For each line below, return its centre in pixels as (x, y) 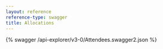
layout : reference (28, 12)
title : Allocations (30, 23)
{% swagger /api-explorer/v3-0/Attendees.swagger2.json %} (81, 40)
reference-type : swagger (37, 17)
